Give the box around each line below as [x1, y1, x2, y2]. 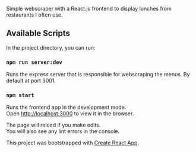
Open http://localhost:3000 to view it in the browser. [6, 110, 134, 117]
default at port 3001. [6, 77, 56, 85]
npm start [6, 92, 34, 99]
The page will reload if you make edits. [6, 121, 101, 129]
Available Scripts [6, 28, 70, 38]
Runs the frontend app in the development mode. [6, 104, 127, 111]
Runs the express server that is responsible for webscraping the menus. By [6, 71, 190, 78]
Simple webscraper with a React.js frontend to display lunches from [6, 5, 172, 12]
